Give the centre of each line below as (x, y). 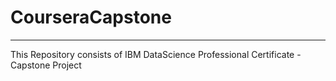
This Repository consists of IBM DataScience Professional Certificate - (156, 54)
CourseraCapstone (91, 17)
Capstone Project (46, 65)
